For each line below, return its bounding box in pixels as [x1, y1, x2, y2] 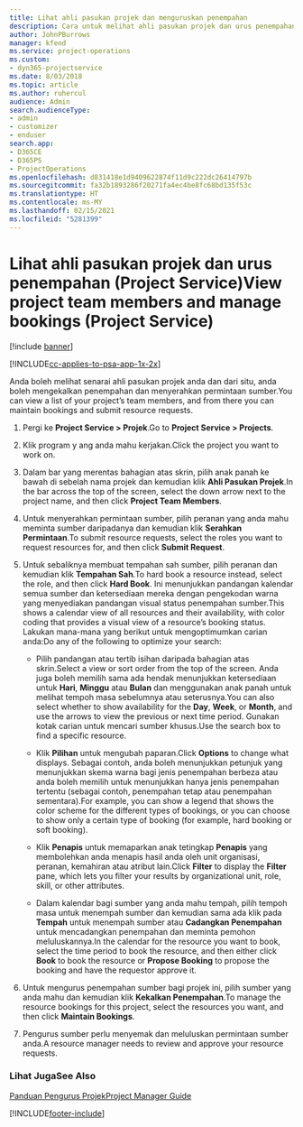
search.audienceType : [9, 106, 91, 115]
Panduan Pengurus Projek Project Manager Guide [9, 1090, 192, 1101]
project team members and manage [9, 291, 282, 312]
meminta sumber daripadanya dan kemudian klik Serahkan [22, 522, 243, 533]
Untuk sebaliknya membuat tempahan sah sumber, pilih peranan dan [22, 559, 278, 569]
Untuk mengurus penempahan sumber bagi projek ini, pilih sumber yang [22, 982, 291, 993]
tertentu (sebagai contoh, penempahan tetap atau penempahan [35, 786, 272, 797]
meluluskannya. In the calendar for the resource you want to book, [35, 936, 281, 947]
